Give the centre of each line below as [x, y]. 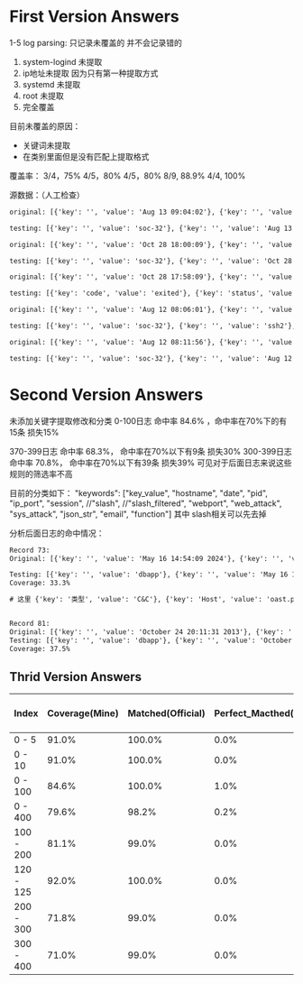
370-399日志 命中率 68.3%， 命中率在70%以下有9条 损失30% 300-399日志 [151, 451]
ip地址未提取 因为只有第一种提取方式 [90, 73]
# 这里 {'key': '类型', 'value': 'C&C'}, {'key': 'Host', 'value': [136, 600]
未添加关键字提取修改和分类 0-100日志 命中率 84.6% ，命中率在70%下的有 [148, 420]
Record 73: [30, 550]
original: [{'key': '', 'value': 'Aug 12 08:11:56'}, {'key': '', [137, 342]
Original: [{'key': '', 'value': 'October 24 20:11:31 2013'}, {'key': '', [155, 632]
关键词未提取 [46, 145]
